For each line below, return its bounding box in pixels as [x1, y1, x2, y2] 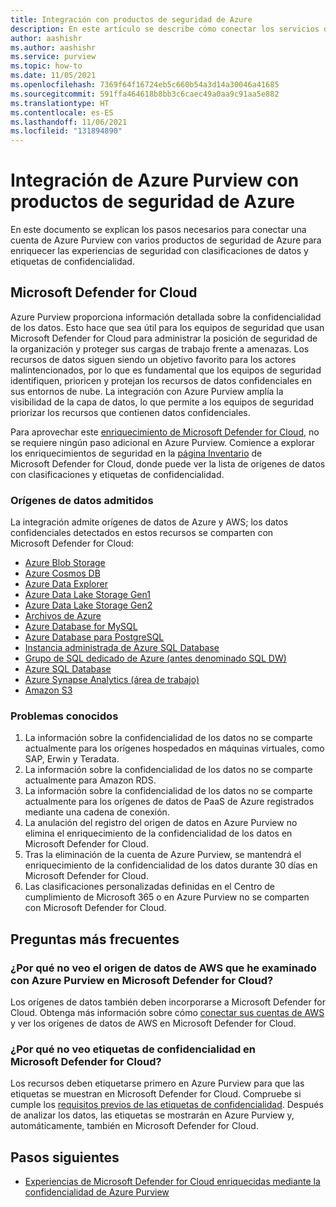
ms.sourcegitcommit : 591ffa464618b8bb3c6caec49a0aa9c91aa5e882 [10, 89, 280, 99]
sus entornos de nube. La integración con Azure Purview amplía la [10, 385, 284, 397]
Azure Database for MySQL [24, 621, 138, 633]
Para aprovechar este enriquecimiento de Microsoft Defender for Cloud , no [10, 426, 320, 438]
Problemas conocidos [10, 709, 119, 723]
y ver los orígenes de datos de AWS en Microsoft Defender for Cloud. [10, 1017, 297, 1030]
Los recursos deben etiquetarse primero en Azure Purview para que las [10, 1077, 305, 1090]
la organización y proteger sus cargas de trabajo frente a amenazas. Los [10, 342, 310, 355]
